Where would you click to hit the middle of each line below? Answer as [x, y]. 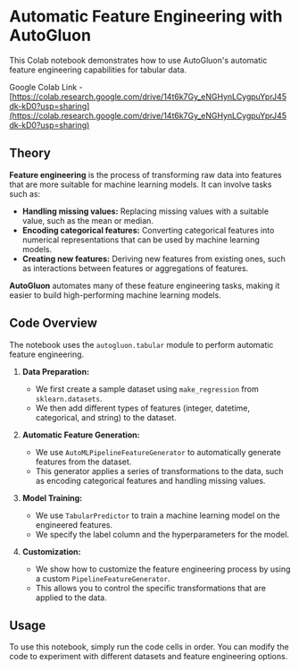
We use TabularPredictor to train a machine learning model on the [158, 515]
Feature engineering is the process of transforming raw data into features [146, 174]
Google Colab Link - [46, 87]
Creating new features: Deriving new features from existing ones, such [154, 259]
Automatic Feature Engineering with [146, 17]
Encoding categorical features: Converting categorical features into [148, 230]
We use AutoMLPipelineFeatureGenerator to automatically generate [158, 452]
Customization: [51, 551]
